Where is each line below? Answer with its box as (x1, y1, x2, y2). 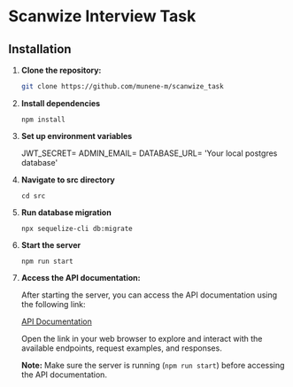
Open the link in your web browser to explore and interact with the (20, 333, 263, 344)
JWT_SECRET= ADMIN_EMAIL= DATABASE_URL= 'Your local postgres (20, 148, 278, 159)
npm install (20, 115, 66, 124)
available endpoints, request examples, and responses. (20, 343, 222, 353)
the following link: (20, 298, 86, 309)
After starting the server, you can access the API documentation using (20, 290, 278, 300)
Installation (8, 42, 72, 57)
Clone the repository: (20, 65, 102, 75)
